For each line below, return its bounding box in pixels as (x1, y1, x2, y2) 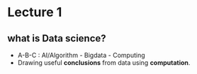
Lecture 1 (7, 4, 62, 20)
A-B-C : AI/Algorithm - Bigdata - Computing (17, 51, 145, 59)
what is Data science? (7, 32, 106, 44)
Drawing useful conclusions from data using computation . (17, 58, 191, 67)
